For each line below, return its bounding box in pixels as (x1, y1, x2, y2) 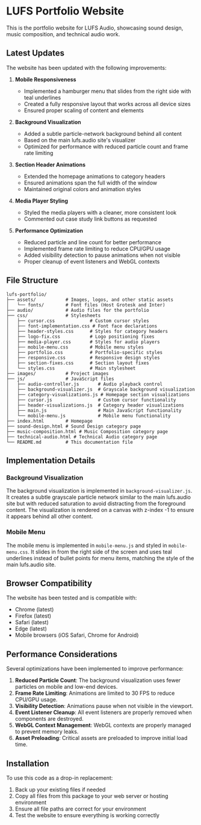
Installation (6, 758, 49, 768)
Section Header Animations (14, 161, 86, 168)
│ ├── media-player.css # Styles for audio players (6, 339, 161, 345)
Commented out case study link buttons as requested (23, 215, 158, 223)
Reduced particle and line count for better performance (23, 238, 161, 245)
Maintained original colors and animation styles (23, 185, 141, 192)
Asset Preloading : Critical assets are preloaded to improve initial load (14, 735, 188, 742)
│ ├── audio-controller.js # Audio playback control (6, 381, 163, 387)
